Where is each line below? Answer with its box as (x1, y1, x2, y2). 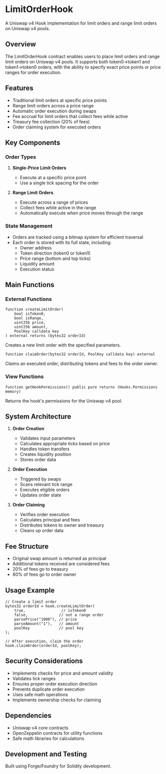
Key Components (5, 138, 60, 147)
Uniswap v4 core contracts (12, 724, 68, 731)
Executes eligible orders (19, 487, 70, 493)
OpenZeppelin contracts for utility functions (12, 730, 102, 736)
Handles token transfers (19, 446, 70, 452)
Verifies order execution (19, 511, 70, 518)
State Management (5, 222, 53, 229)
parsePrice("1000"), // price (14, 616, 77, 622)
